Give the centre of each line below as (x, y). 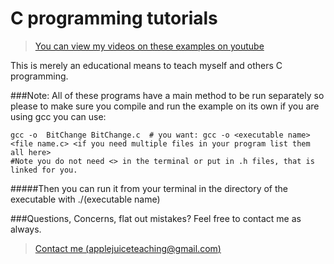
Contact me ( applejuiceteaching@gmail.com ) (128, 248)
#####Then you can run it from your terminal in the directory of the (149, 188)
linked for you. (44, 170)
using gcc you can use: (58, 116)
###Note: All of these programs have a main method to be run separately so (167, 95)
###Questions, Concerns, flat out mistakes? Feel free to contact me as (156, 218)
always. (26, 229)
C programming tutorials (114, 18)
